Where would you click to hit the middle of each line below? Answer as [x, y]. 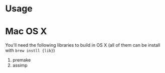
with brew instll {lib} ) [30, 51]
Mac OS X [26, 32]
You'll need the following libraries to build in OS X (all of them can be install [83, 45]
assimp [20, 66]
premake [22, 60]
